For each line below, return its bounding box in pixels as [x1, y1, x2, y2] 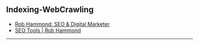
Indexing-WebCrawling [6, 5, 94, 15]
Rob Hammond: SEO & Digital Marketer [14, 20, 110, 27]
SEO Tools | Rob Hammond [14, 27, 81, 34]
